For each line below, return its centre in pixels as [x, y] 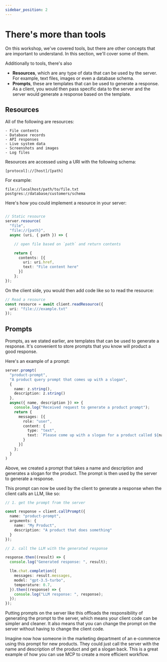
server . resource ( [23, 221]
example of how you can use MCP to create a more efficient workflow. [77, 655]
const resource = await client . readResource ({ [54, 304]
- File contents [22, 131]
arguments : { [23, 521]
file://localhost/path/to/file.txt [42, 189]
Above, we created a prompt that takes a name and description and [74, 468]
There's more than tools [55, 34]
